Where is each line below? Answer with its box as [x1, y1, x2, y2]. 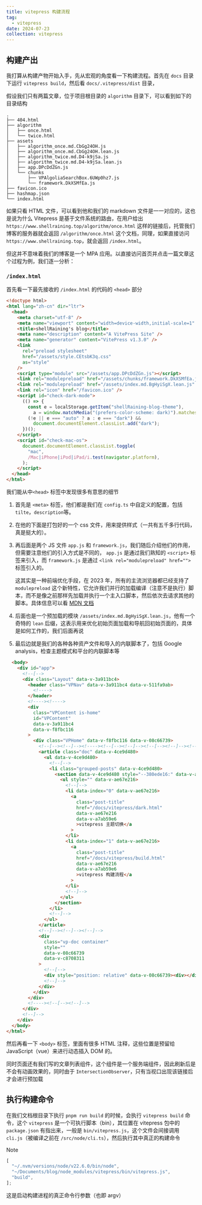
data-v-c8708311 [44, 956, 85, 962]
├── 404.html [6, 117, 39, 123]
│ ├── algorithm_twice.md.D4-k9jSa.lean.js [6, 159, 122, 165]
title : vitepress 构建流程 [6, 8, 70, 15]
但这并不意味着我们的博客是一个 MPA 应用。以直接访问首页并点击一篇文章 [6, 250, 189, 257]
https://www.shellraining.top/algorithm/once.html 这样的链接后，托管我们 [6, 222, 195, 229]
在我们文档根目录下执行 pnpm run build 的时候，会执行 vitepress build [6, 1111, 184, 1118]
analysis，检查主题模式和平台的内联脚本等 [14, 647, 120, 655]
